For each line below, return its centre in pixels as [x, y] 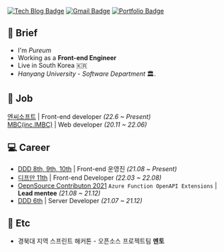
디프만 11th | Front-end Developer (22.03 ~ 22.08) [89, 178]
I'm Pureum [34, 50]
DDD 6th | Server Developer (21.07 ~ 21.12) [80, 201]
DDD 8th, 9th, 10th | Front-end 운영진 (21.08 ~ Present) [97, 169]
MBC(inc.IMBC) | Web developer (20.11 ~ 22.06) [77, 125]
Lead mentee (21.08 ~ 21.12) [59, 193]
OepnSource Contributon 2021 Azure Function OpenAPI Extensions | [117, 186]
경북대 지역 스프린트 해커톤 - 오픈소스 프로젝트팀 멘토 [91, 241]
